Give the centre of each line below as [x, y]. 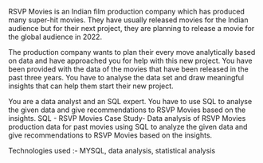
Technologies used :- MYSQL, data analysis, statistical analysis [112, 151]
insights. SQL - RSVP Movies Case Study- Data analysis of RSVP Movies [127, 118]
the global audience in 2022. [55, 37]
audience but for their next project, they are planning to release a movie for [131, 28]
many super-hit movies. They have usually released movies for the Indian [128, 20]
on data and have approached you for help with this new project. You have [130, 60]
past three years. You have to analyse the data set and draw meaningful [126, 78]
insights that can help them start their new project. [91, 86]
